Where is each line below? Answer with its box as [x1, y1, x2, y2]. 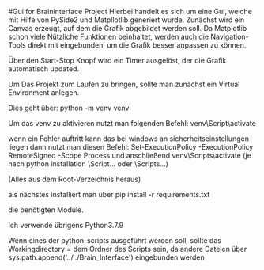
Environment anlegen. [8, 88, 80, 97]
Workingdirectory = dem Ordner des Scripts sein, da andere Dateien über [8, 245, 247, 253]
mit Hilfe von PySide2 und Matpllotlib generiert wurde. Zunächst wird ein [8, 15, 245, 25]
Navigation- [210, 32, 249, 41]
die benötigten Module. [8, 205, 85, 215]
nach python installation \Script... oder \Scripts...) [8, 159, 168, 169]
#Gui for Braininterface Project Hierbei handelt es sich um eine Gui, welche [8, 7, 253, 16]
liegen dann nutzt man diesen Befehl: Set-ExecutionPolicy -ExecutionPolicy [8, 143, 254, 151]
